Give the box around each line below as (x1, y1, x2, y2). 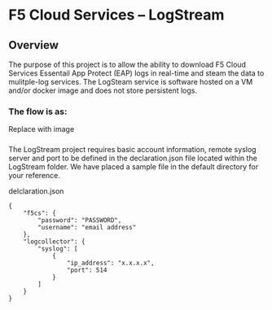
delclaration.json (8, 186, 64, 196)
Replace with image (8, 124, 75, 134)
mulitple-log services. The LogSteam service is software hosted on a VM (8, 77, 253, 86)
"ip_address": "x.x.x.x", (66, 259, 155, 268)
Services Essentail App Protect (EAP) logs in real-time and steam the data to (8, 68, 265, 78)
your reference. (8, 171, 61, 181)
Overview (8, 38, 59, 52)
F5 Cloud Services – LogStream (8, 6, 225, 24)
